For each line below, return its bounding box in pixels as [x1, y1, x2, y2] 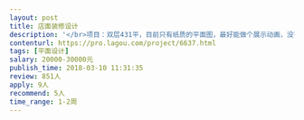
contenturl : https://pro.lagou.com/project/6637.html [9, 38, 217, 48]
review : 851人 [9, 72, 62, 81]
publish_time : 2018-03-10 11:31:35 [9, 64, 144, 73]
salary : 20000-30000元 [9, 55, 93, 64]
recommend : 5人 [9, 88, 65, 97]
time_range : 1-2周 [9, 97, 78, 106]
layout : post [9, 13, 59, 23]
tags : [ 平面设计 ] [9, 47, 70, 56]
